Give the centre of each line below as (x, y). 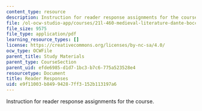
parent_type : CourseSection (41, 62)
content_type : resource (36, 12)
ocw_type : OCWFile (29, 51)
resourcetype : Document (36, 73)
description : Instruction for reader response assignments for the (93, 17)
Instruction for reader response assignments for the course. (80, 101)
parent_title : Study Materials (45, 56)
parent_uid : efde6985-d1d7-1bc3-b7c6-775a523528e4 (71, 67)
